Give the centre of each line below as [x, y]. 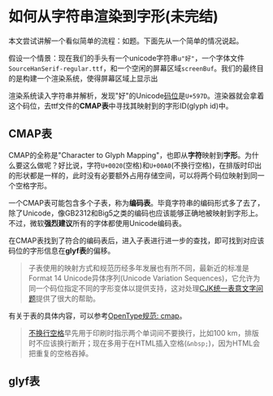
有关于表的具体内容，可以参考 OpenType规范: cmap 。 [97, 315]
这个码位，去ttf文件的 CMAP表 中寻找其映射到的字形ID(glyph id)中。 [121, 106]
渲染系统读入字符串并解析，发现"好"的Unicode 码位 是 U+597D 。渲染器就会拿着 [136, 95]
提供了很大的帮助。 [67, 298]
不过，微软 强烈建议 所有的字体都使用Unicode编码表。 [97, 223]
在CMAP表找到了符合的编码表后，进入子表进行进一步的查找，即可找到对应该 [136, 240]
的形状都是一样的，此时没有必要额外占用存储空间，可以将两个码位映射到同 [133, 175]
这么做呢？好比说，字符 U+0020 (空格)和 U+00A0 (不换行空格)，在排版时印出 [142, 165]
